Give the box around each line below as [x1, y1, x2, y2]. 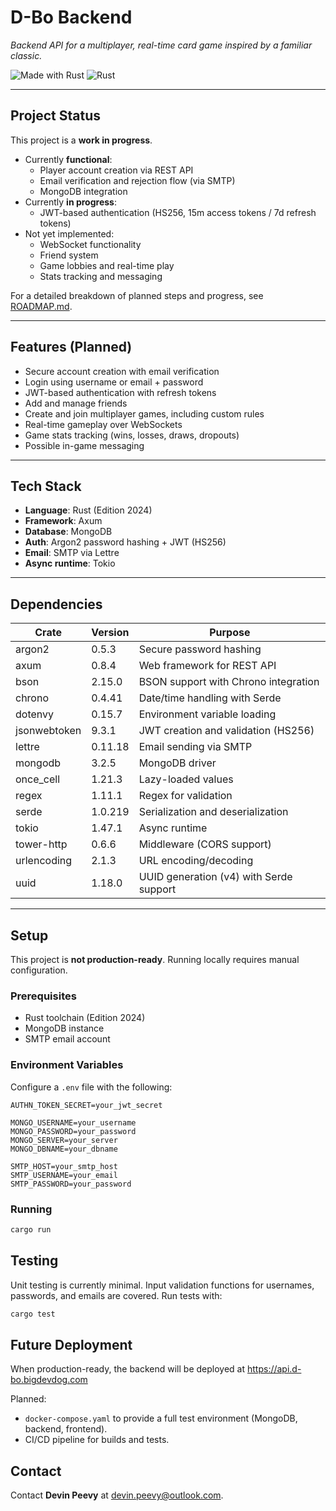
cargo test [10, 1309, 56, 1319]
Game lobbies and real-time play [39, 259, 175, 271]
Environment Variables [10, 1058, 124, 1072]
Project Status [10, 107, 102, 125]
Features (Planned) [10, 339, 133, 356]
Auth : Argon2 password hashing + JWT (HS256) [24, 536, 227, 548]
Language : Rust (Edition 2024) [24, 504, 153, 516]
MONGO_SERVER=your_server [10, 1135, 118, 1145]
